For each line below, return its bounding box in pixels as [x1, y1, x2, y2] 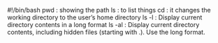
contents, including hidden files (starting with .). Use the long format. [7, 28, 205, 36]
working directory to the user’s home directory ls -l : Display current [7, 13, 203, 21]
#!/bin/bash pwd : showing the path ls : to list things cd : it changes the [7, 6, 211, 14]
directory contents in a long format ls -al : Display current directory [7, 21, 200, 28]
